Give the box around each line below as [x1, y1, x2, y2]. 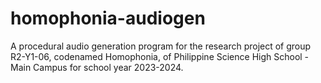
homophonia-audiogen [10, 7, 206, 30]
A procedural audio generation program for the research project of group [10, 40, 312, 52]
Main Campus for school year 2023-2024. [10, 61, 184, 73]
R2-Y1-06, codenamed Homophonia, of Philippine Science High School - [10, 50, 310, 62]
